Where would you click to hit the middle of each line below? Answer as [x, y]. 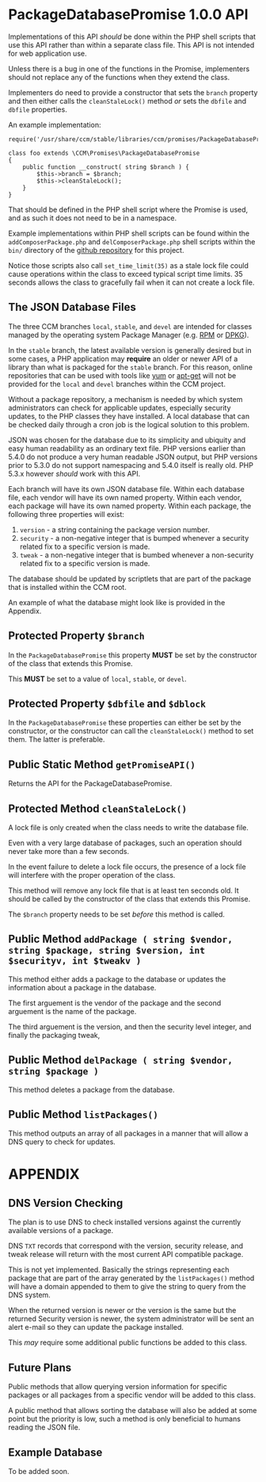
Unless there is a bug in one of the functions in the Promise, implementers [129, 68]
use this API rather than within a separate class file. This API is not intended [131, 44]
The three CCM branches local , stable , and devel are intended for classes [130, 326]
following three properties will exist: [66, 514]
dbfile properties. [38, 109]
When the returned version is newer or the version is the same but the [122, 1311]
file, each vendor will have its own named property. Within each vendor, [125, 497]
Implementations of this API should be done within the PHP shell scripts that [132, 36]
